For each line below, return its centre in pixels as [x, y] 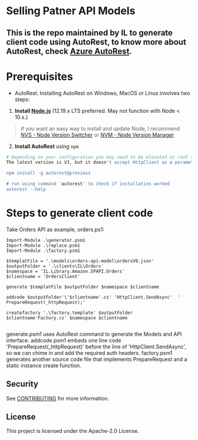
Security [22, 384]
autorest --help [26, 190]
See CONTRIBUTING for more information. [58, 398]
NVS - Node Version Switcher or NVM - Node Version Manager [97, 135]
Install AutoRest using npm [47, 146]
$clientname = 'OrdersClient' [43, 276]
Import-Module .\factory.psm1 [43, 250]
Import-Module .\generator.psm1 [46, 240]
